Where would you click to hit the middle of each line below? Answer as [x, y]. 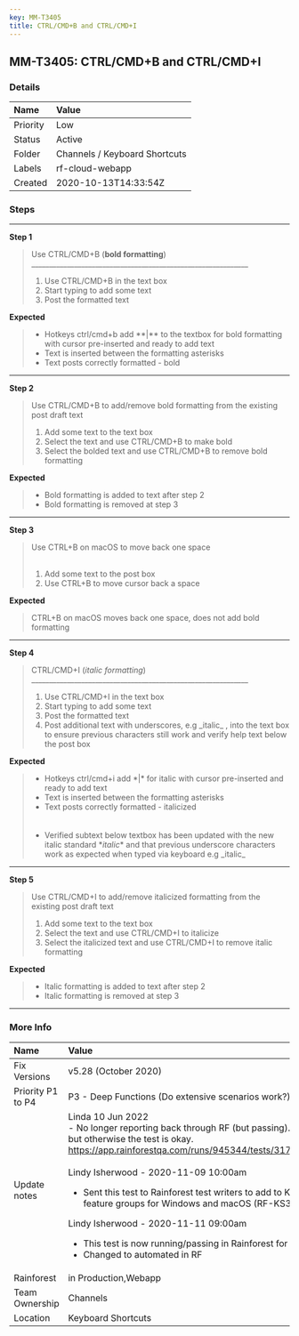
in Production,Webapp [115, 1277]
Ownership [36, 1303]
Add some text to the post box [100, 574]
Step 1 [21, 237]
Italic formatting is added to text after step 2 [125, 986]
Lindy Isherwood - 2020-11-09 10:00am [158, 1172]
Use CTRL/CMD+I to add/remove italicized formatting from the [145, 897]
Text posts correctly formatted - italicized [121, 807]
